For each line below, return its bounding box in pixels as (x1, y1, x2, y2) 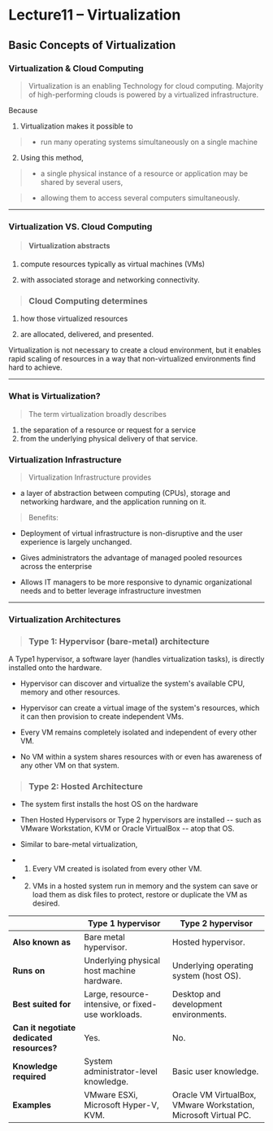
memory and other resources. (19, 687, 120, 697)
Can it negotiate (12, 1022, 76, 1033)
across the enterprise (19, 561, 93, 571)
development (171, 999, 223, 1010)
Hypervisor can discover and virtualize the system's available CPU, (19, 678, 245, 689)
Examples (12, 1099, 51, 1111)
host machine (84, 965, 136, 976)
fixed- (132, 999, 158, 1010)
